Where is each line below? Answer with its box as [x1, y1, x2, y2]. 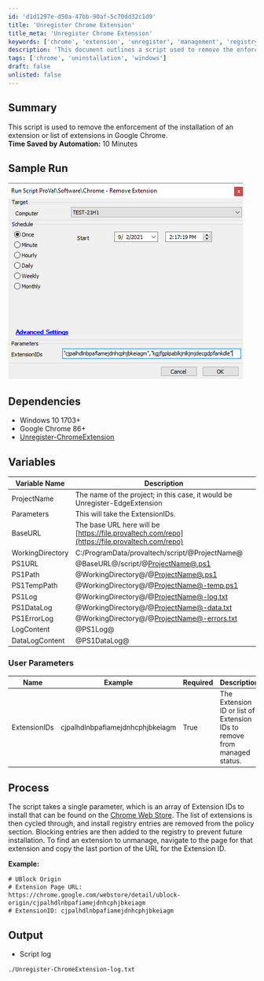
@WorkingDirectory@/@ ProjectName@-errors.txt [75, 614, 238, 623]
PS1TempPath [11, 580, 58, 591]
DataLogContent [11, 636, 65, 645]
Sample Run [8, 162, 68, 175]
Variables [8, 455, 57, 468]
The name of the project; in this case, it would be [75, 490, 233, 499]
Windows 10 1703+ [19, 416, 81, 425]
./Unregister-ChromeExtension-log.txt [8, 966, 135, 974]
